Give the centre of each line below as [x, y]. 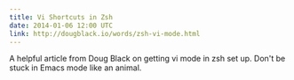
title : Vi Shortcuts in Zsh [61, 17]
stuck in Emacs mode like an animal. [75, 68]
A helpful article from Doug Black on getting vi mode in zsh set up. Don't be [147, 59]
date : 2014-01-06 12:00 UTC [61, 25]
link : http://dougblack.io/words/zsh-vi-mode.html [105, 33]
